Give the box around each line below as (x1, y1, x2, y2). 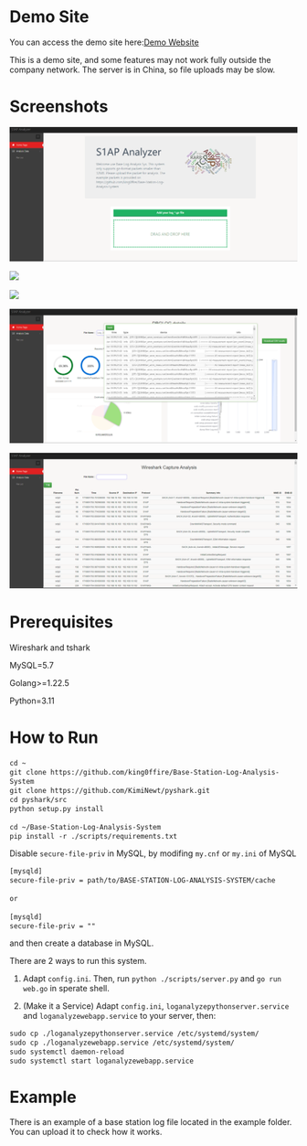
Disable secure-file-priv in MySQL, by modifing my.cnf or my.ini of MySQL (9, 848, 297, 859)
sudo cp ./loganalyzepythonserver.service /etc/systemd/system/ (9, 1029, 259, 1038)
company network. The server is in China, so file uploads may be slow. (9, 64, 276, 75)
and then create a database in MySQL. (9, 937, 154, 948)
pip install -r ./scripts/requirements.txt (9, 831, 178, 841)
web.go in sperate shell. (22, 982, 110, 993)
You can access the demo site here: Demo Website (9, 37, 199, 48)
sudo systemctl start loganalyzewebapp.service (9, 1056, 195, 1066)
